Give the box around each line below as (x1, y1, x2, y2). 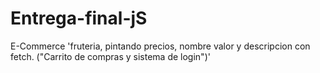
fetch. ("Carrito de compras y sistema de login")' (10, 50, 211, 62)
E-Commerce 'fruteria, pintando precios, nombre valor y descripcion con (10, 40, 311, 52)
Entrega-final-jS (10, 7, 148, 30)
